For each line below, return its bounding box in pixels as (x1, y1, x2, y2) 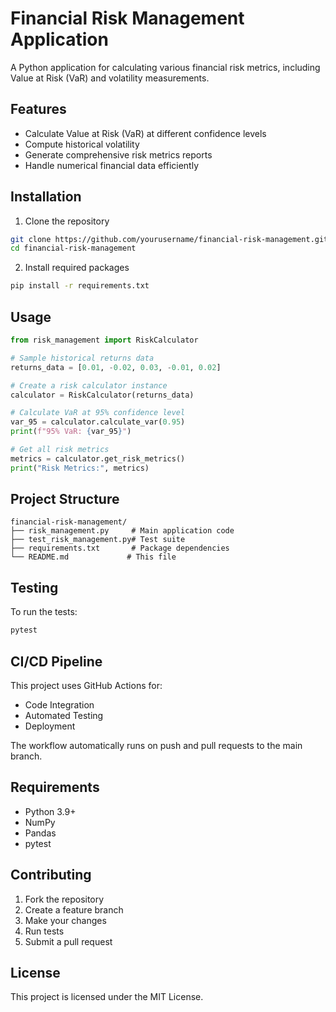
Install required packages (24, 262, 130, 274)
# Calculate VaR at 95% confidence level (10, 408, 186, 418)
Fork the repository (24, 893, 105, 905)
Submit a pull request (24, 935, 113, 947)
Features (10, 101, 67, 118)
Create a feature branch (24, 903, 124, 916)
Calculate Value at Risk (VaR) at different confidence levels (24, 127, 267, 139)
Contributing (10, 867, 92, 884)
